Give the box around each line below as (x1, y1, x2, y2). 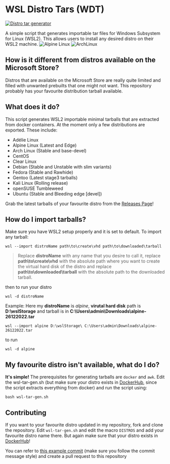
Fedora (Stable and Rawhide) (12, 169, 73, 175)
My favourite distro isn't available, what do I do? (5, 360, 160, 369)
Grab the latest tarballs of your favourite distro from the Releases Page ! (5, 201, 154, 207)
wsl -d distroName (5, 294, 44, 299)
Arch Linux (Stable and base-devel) (12, 147, 87, 153)
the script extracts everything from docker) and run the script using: (5, 385, 147, 391)
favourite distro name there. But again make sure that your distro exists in (5, 433, 158, 439)
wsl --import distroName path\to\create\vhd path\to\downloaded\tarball (5, 244, 162, 249)
